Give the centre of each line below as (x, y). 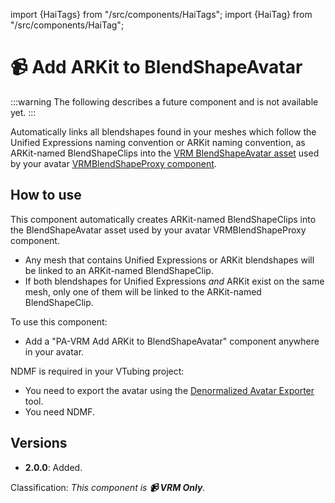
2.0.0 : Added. (53, 467)
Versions (39, 443)
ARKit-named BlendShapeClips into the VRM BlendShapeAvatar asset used (165, 153)
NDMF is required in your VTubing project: (97, 371)
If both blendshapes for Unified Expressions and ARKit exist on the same (174, 281)
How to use (46, 195)
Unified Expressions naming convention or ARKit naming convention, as (158, 142)
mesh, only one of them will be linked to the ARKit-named (143, 291)
